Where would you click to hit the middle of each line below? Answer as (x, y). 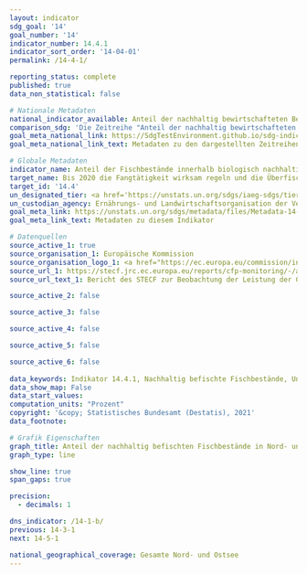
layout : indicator (44, 18)
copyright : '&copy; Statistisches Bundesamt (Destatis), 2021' (132, 413)
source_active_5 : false (55, 345)
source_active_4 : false (55, 329)
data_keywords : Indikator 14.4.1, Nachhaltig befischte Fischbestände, (148, 379)
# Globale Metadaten (49, 161)
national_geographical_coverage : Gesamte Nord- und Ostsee (124, 555)
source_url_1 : (37, 271)
